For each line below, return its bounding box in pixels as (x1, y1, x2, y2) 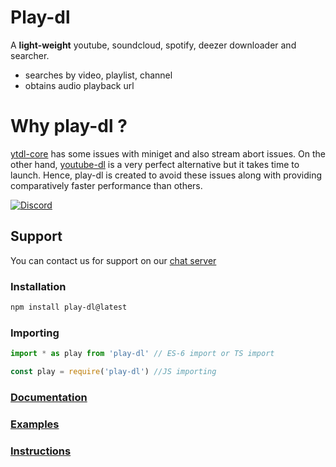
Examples (10, 417, 60, 431)
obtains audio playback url (24, 79, 135, 91)
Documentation (10, 390, 88, 404)
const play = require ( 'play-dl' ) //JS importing (10, 367, 217, 377)
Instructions (10, 444, 72, 458)
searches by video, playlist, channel (24, 69, 173, 81)
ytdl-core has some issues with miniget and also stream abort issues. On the (10, 147, 326, 160)
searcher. (10, 49, 50, 61)
